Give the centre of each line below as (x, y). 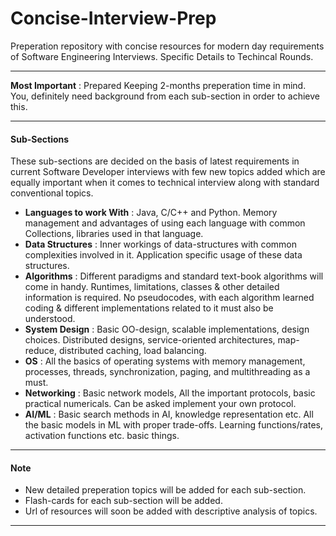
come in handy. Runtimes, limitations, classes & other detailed (152, 287)
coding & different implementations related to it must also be (149, 308)
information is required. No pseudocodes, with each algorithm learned (169, 298)
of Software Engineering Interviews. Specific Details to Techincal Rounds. (162, 56)
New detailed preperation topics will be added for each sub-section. (165, 490)
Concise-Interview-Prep (113, 18)
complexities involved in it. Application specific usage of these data (163, 255)
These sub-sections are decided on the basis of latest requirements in (155, 161)
